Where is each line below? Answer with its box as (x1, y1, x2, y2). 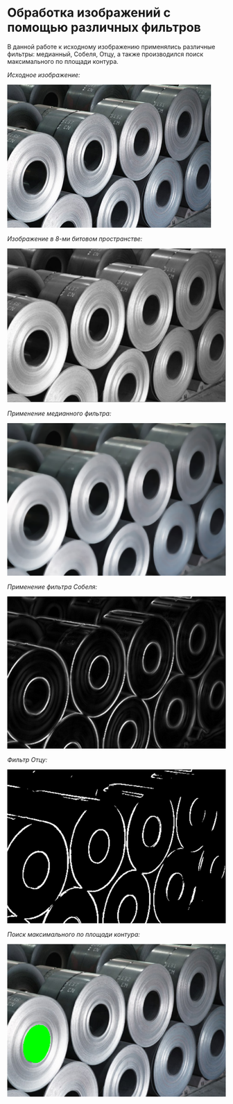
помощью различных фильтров (7, 19, 201, 35)
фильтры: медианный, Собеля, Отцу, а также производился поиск (7, 50, 204, 58)
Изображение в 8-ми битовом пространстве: (7, 234, 143, 243)
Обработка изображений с (7, 5, 171, 21)
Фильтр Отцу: (7, 756, 48, 764)
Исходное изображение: (7, 71, 81, 79)
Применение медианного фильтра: (7, 409, 112, 417)
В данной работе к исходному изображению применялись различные (7, 42, 216, 51)
